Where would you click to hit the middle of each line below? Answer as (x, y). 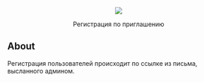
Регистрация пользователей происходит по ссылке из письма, (102, 63)
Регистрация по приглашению (119, 24)
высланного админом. (41, 71)
